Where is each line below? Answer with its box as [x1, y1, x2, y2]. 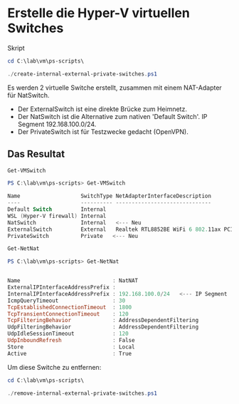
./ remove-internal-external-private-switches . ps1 [7, 390, 158, 397]
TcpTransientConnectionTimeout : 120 [7, 310, 129, 318]
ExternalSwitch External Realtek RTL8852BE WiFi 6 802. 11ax [7, 226, 221, 233]
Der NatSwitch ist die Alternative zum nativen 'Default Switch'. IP [17, 112, 208, 120]
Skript [7, 43, 25, 52]
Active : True [7, 350, 132, 357]
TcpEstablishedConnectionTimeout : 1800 [7, 304, 132, 311]
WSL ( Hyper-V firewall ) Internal [7, 212, 107, 219]
